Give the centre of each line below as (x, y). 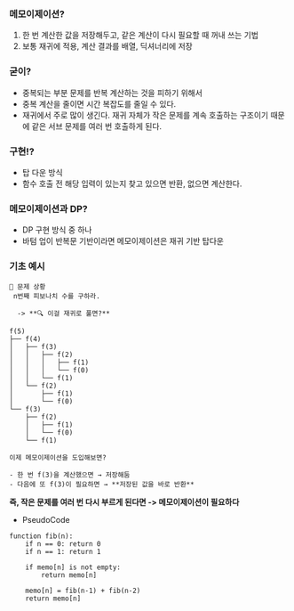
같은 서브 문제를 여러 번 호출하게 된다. (97, 126)
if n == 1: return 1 (63, 552)
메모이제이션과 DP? (48, 208)
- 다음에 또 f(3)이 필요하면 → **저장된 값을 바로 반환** (102, 485)
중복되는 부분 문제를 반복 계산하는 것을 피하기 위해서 (112, 93)
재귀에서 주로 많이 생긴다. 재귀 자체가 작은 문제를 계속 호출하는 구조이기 (145, 115)
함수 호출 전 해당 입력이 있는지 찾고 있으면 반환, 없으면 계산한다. (132, 183)
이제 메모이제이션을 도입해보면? (58, 458)
